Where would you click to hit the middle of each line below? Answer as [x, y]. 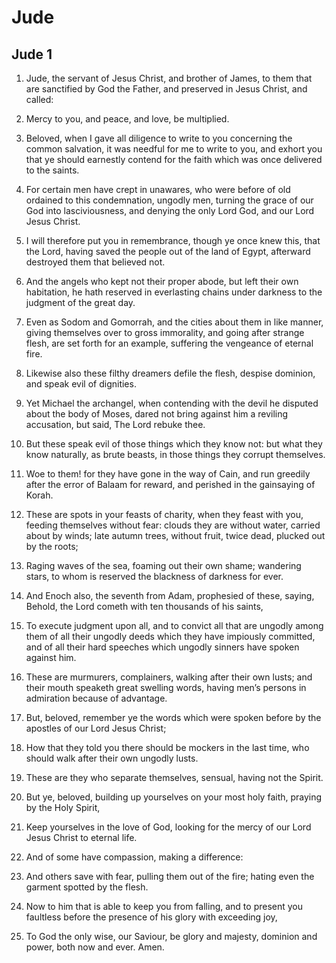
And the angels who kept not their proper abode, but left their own [162, 281]
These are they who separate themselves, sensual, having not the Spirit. [174, 777]
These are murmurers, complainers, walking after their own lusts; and [169, 677]
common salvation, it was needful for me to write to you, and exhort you [174, 149]
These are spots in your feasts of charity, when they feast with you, [164, 514]
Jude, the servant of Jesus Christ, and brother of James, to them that [169, 78]
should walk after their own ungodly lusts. [112, 758]
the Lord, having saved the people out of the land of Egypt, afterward [168, 251]
